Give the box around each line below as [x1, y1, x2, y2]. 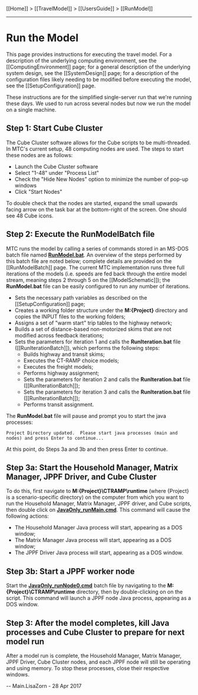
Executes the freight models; [23, 363, 94, 370]
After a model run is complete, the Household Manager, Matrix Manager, [6, 652, 181, 659]
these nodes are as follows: [6, 151, 73, 158]
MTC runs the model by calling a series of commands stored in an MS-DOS [6, 245, 189, 252]
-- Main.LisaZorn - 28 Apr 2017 [6, 683, 82, 689]
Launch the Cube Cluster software [14, 163, 98, 170]
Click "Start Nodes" [14, 188, 63, 195]
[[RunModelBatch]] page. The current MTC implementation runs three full [6, 264, 184, 271]
